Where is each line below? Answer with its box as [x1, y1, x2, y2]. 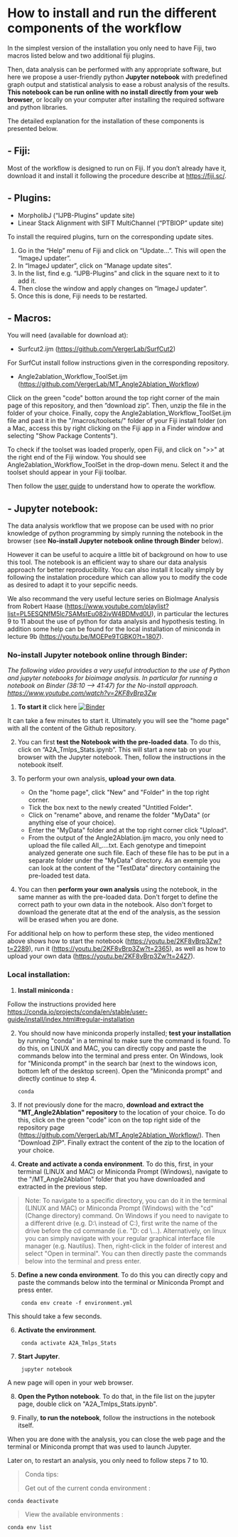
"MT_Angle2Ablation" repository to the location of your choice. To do [17, 1108, 226, 1116]
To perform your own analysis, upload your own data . [17, 774, 176, 783]
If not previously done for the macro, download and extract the [17, 1100, 204, 1109]
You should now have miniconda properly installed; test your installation [17, 1028, 232, 1037]
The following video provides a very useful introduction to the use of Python [7, 666, 231, 674]
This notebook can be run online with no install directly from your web [7, 88, 219, 96]
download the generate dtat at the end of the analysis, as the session [17, 908, 220, 917]
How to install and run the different [7, 5, 217, 21]
